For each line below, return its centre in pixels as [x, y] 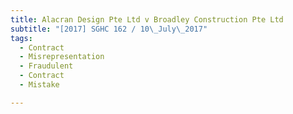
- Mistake [39, 85]
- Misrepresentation [62, 57]
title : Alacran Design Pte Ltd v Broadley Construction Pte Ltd [147, 19]
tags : [21, 38]
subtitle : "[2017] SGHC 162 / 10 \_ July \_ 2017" [109, 29]
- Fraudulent [46, 66]
